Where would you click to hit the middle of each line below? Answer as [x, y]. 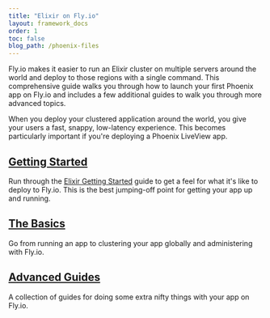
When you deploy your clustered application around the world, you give [127, 119]
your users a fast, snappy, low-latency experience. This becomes [117, 128]
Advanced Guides [55, 277]
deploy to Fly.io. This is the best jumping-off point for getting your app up [131, 189]
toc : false [27, 38]
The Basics [37, 224]
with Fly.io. [26, 252]
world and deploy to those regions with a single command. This [114, 78]
